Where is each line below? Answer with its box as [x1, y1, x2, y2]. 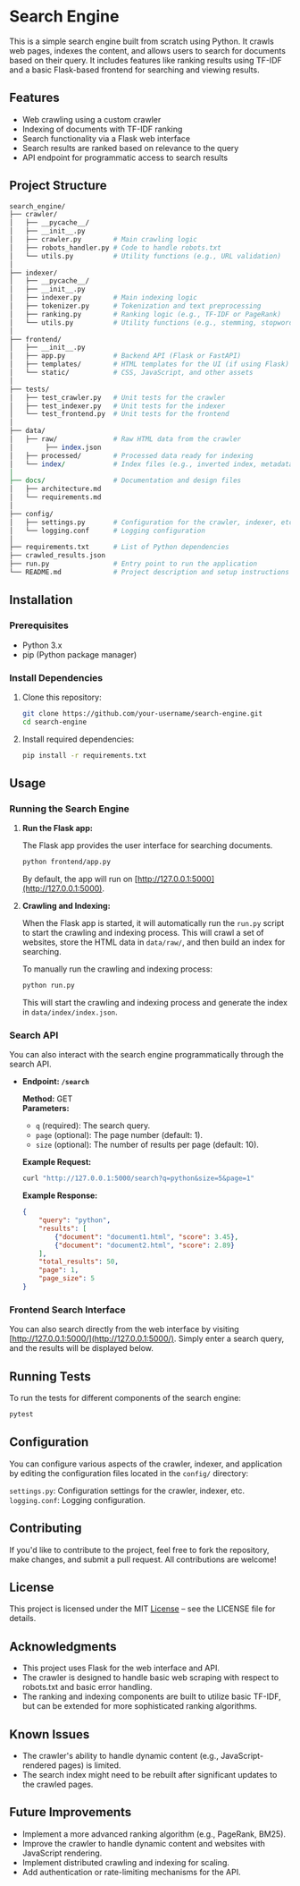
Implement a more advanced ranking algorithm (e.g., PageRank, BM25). [21, 1828, 287, 1839]
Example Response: [21, 1190, 98, 1201]
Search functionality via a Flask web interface [21, 132, 190, 144]
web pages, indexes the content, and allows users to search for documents [9, 45, 286, 55]
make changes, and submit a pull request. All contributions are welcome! [9, 1554, 277, 1565]
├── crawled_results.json [9, 551, 105, 560]
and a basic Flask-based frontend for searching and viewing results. [9, 64, 261, 75]
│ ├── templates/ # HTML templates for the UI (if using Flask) [9, 360, 290, 369]
